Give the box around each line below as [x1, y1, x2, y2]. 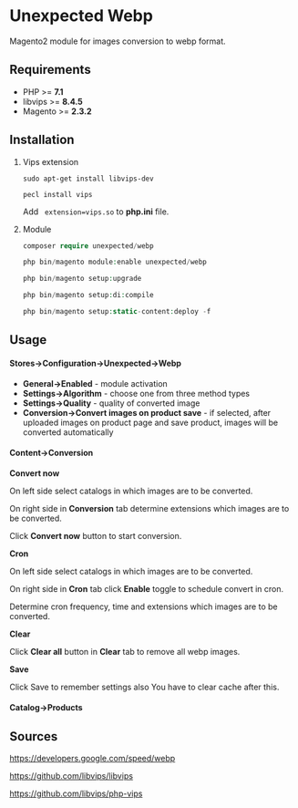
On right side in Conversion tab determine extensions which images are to [9, 502, 290, 513]
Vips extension [22, 156, 79, 167]
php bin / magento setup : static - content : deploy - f [22, 307, 211, 316]
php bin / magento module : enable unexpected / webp [22, 257, 208, 267]
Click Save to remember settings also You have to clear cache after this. [9, 681, 280, 692]
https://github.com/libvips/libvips [9, 771, 134, 782]
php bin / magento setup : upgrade [22, 275, 142, 284]
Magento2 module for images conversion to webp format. [9, 36, 226, 47]
